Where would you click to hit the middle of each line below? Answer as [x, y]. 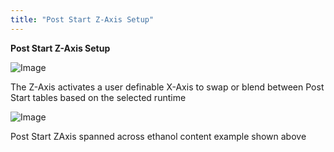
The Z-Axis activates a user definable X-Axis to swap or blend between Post [167, 87]
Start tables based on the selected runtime [98, 97]
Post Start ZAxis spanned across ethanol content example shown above [158, 136]
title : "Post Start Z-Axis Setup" [82, 19]
